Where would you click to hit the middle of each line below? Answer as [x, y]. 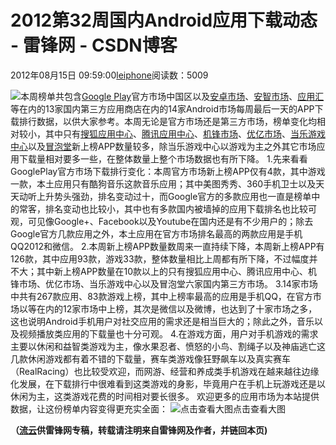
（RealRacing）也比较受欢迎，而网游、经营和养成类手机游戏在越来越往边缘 [165, 371]
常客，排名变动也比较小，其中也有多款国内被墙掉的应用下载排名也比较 [163, 208]
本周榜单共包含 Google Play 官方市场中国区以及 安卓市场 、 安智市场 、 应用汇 [172, 96]
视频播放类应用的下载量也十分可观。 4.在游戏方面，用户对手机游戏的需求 [168, 333]
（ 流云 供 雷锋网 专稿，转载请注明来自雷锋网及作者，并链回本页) [139, 430]
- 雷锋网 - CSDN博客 [94, 45]
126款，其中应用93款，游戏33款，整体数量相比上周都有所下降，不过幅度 [160, 258]
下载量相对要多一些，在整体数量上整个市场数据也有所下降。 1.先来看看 [163, 158]
